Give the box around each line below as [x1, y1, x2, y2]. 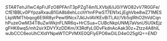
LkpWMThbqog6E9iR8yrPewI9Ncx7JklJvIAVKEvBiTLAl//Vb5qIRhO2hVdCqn [5, 15, 161, 20]
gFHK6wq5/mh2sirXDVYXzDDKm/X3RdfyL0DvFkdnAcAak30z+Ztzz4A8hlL [5, 25, 160, 31]
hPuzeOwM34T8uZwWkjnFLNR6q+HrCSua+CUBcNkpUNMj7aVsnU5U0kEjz [5, 20, 162, 26]
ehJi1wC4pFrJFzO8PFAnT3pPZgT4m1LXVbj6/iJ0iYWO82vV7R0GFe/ [19, 4, 160, 10]
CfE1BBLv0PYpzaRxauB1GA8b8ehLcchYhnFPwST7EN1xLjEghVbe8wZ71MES [5, 9, 162, 15]
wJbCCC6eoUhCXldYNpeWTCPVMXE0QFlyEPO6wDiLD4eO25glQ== [5, 31, 148, 36]
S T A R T [5, 4, 19, 10]
